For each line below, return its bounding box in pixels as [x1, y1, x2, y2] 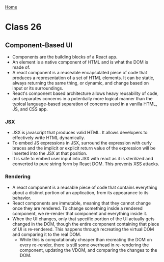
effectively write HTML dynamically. [12, 135, 85, 141]
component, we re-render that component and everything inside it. [12, 210, 148, 216]
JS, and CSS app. [12, 106, 48, 112]
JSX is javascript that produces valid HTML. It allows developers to [12, 130, 148, 136]
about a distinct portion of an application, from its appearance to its [12, 189, 149, 196]
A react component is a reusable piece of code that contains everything [12, 184, 158, 190]
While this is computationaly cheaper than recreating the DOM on [19, 236, 152, 242]
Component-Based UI [5, 41, 73, 49]
